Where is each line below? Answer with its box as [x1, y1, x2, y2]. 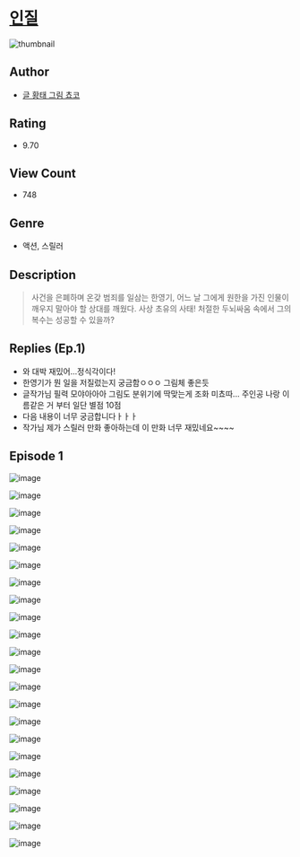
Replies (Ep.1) [9, 341, 86, 356]
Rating [9, 116, 47, 131]
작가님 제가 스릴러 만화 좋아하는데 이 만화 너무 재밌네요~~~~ [21, 422, 235, 433]
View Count [9, 165, 76, 180]
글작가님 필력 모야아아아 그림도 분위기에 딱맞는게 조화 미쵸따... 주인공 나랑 [21, 388, 280, 399]
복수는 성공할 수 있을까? [30, 315, 115, 325]
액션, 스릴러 [21, 240, 64, 251]
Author [9, 65, 49, 80]
